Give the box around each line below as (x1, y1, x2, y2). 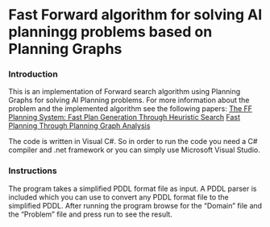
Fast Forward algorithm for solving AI (8, 6, 263, 24)
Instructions (8, 165, 58, 176)
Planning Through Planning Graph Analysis (8, 121, 151, 130)
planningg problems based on (8, 23, 213, 41)
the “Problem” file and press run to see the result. (8, 209, 173, 219)
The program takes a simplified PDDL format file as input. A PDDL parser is (8, 184, 257, 193)
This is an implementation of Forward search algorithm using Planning (8, 87, 240, 97)
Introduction (8, 68, 58, 80)
